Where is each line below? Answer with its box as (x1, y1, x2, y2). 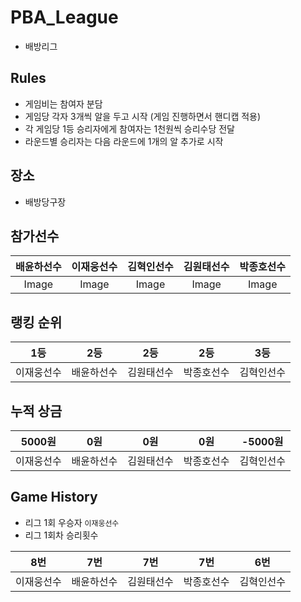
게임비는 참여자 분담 (24, 97, 103, 110)
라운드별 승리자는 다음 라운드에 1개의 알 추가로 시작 (24, 135, 224, 147)
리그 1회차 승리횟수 (24, 529, 99, 541)
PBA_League (10, 6, 119, 29)
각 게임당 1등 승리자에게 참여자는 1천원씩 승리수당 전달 (24, 122, 235, 135)
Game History (10, 489, 98, 506)
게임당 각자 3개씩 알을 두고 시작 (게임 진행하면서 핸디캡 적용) (24, 110, 262, 122)
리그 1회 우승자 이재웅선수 (24, 516, 120, 528)
